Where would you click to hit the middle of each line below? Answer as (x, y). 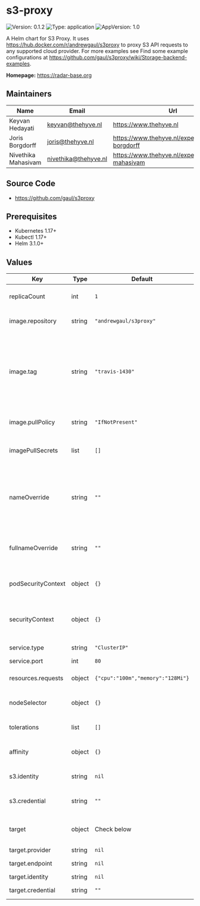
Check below (113, 829)
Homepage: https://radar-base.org (49, 75)
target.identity (29, 877)
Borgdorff (23, 145)
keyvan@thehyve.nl (75, 124)
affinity (19, 752)
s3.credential (27, 801)
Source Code (31, 184)
